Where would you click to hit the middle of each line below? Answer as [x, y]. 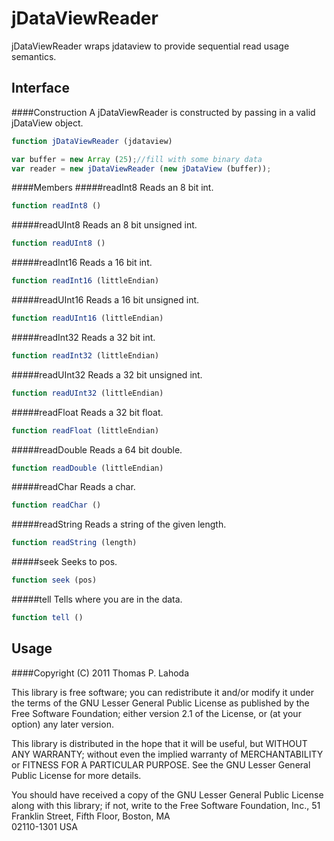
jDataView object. [47, 123]
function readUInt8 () [58, 243]
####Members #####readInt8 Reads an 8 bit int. [112, 188]
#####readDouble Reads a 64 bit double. [97, 449]
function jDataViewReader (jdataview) [92, 141]
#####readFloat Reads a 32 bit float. [87, 412]
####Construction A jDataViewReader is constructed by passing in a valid [163, 112]
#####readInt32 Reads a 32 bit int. [83, 337]
